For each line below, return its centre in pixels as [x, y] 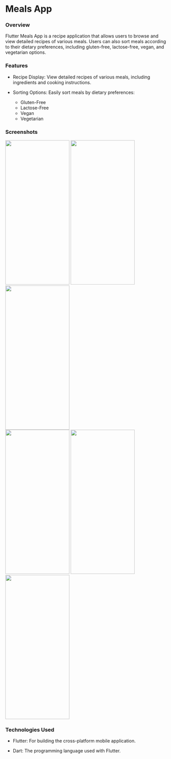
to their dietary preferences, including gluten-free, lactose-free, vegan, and [85, 47]
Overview [18, 25]
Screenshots [22, 132]
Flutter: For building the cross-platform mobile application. [74, 741]
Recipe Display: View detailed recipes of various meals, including [81, 77]
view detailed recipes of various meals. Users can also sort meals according [86, 42]
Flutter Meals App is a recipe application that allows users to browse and [82, 36]
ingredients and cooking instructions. [52, 82]
